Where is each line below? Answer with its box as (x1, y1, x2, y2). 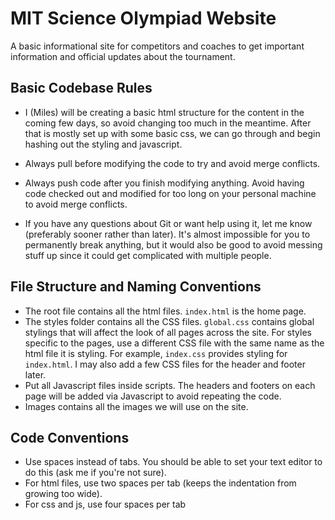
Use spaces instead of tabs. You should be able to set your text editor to (24, 456, 323, 468)
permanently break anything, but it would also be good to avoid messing (24, 238, 323, 251)
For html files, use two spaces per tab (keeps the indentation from (24, 477, 297, 489)
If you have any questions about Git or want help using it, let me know (24, 217, 313, 229)
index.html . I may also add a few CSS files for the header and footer (24, 358, 306, 370)
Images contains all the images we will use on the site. (24, 400, 249, 412)
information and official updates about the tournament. (10, 50, 236, 62)
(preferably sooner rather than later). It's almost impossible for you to (24, 228, 311, 240)
